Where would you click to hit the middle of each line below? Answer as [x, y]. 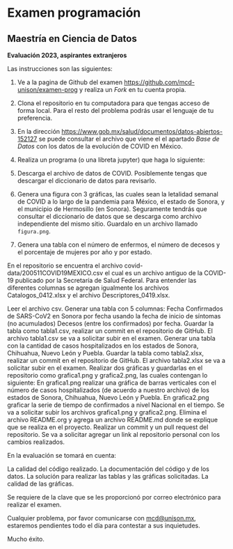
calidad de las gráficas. [41, 484]
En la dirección [39, 131]
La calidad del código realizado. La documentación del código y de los [109, 469]
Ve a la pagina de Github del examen [70, 82]
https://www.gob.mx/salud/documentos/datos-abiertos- [142, 131]
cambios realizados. [36, 442]
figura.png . [34, 231]
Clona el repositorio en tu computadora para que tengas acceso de [113, 103]
